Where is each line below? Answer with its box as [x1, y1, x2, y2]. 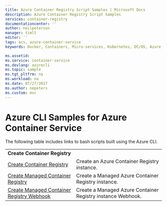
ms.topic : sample [5, 67, 41, 72]
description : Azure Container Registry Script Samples [5, 12, 121, 17]
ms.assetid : [5, 53, 30, 58]
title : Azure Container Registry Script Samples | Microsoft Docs [5, 7, 146, 12]
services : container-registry [5, 16, 68, 21]
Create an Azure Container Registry [76, 158, 159, 165]
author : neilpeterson [5, 26, 50, 31]
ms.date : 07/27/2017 [5, 81, 48, 86]
